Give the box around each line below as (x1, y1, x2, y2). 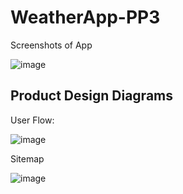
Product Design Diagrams (10, 87, 173, 105)
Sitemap (10, 152, 45, 165)
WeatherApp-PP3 (10, 6, 161, 29)
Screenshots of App (10, 39, 93, 51)
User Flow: (10, 114, 55, 126)
